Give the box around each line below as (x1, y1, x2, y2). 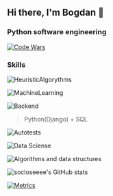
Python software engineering (7, 27, 107, 37)
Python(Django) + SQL (23, 115, 88, 123)
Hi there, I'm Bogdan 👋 (7, 7, 105, 18)
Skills (7, 59, 26, 69)
